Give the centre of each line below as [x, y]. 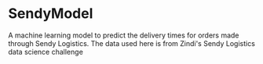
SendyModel [51, 14]
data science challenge [46, 52]
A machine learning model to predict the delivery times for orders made [124, 35]
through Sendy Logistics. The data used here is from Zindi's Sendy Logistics [131, 43]
